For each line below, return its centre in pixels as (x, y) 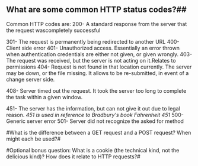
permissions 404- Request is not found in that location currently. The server (99, 67)
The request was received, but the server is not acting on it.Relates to (91, 60)
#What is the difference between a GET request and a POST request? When (99, 132)
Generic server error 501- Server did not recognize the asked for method (95, 121)
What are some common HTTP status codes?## (96, 10)
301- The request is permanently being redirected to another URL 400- (93, 41)
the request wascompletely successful (53, 30)
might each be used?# (33, 139)
